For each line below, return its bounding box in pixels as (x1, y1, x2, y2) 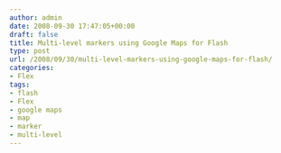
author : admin (9, 13, 63, 22)
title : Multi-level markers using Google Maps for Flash (9, 38, 229, 48)
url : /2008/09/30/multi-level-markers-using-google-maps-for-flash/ (9, 55, 273, 64)
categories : (9, 64, 54, 73)
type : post (9, 47, 51, 56)
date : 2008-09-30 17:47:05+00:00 (9, 22, 136, 31)
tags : (9, 80, 30, 89)
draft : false (9, 30, 59, 39)
